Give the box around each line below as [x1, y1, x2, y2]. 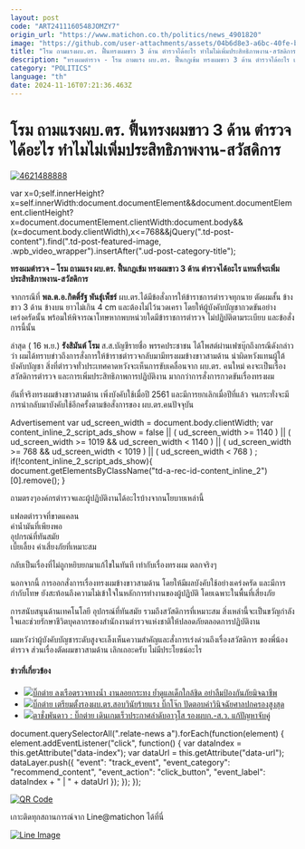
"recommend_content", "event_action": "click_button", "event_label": [10, 767, 266, 777]
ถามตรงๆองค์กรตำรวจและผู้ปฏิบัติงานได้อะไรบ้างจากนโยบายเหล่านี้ [10, 492, 205, 503]
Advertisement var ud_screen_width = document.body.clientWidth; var [10, 417, 274, 428]
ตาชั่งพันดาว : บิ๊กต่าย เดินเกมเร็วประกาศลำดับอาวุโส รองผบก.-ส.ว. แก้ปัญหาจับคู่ [32, 709, 271, 720]
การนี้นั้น [10, 322, 36, 333]
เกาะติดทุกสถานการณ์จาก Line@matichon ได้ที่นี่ [10, 811, 164, 822]
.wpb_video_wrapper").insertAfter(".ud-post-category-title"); [10, 246, 236, 256]
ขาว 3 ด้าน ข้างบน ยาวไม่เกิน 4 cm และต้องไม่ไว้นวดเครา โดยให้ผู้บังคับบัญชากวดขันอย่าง [10, 301, 277, 313]
